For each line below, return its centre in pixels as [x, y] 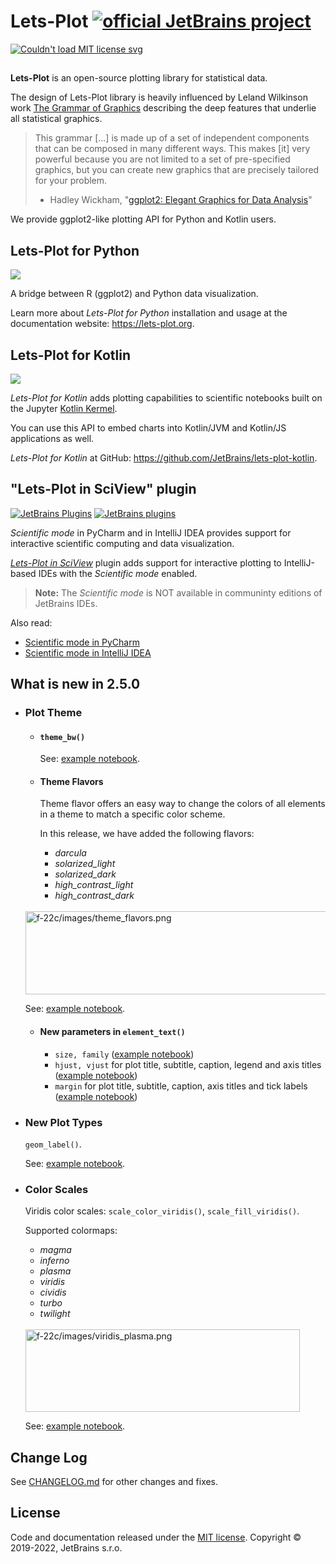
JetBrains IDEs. [66, 603]
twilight [55, 1314]
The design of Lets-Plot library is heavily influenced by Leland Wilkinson [159, 97]
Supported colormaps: [71, 1231]
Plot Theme [53, 713]
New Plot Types [63, 1122]
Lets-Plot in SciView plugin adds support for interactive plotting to [146, 562]
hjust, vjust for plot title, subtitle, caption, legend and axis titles [188, 1064]
